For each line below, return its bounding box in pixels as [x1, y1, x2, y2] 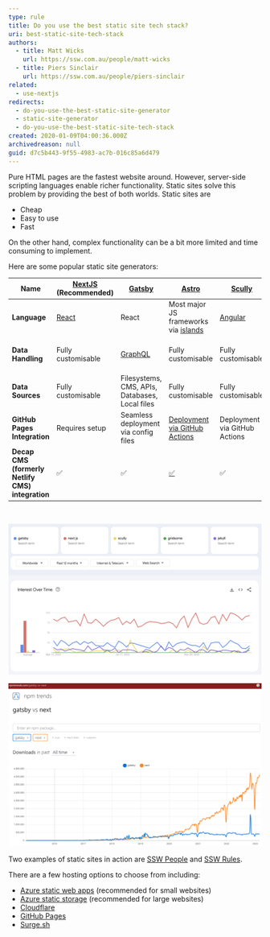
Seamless [120, 411, 153, 420]
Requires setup [55, 423, 107, 432]
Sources [11, 390, 41, 400]
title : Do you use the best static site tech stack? [8, 21, 189, 30]
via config [120, 427, 154, 437]
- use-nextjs [15, 89, 59, 97]
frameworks [168, 316, 209, 326]
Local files [120, 398, 155, 408]
